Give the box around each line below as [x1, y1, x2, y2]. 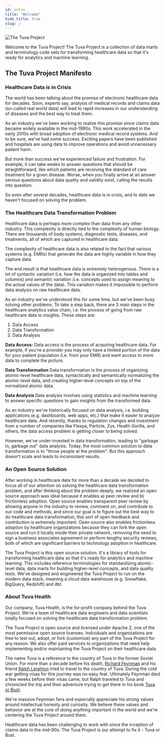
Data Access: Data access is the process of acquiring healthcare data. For [5, 342, 157, 348]
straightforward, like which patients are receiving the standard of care [5, 166, 147, 172]
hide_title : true [5, 16, 41, 21]
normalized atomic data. [5, 383, 54, 389]
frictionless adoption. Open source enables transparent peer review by [5, 498, 149, 504]
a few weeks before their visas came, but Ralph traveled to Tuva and [5, 676, 144, 682]
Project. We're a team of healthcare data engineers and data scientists [5, 610, 148, 616]
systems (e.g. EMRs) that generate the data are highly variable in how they [5, 251, 157, 257]
